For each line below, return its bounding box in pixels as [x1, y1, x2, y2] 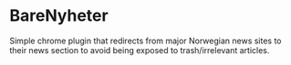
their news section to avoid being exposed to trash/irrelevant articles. [9, 44, 270, 55]
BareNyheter [9, 5, 109, 26]
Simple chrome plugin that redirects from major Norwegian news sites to [9, 35, 282, 46]
